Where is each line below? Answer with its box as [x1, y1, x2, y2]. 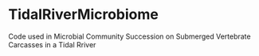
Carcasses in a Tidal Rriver [8, 39, 96, 49]
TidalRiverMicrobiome [8, 6, 159, 24]
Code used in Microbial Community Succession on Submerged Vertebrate [8, 32, 251, 41]
